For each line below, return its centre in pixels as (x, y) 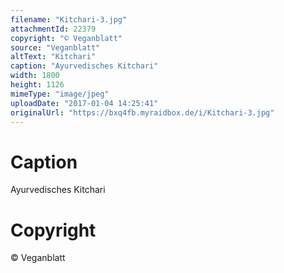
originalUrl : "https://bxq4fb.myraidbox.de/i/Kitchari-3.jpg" (142, 112)
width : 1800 (35, 76)
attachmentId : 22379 (53, 29)
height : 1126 (37, 85)
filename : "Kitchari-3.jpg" (69, 19)
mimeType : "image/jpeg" (60, 94)
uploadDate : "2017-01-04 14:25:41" (84, 103)
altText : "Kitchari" (53, 57)
